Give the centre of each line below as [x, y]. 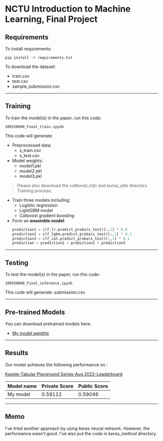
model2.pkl [31, 171]
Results [17, 353]
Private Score [57, 386]
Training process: [34, 191]
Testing [17, 263]
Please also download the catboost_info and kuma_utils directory [82, 185]
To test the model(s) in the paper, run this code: [53, 275]
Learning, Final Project [51, 19]
